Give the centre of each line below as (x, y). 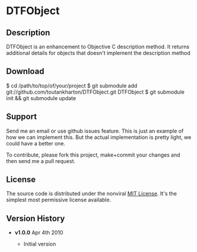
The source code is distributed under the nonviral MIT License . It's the (91, 194)
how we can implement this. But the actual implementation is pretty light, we (99, 137)
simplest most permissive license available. (59, 200)
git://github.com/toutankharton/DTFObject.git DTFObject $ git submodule (95, 92)
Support (22, 117)
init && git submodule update (41, 98)
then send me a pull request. (41, 161)
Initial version (40, 244)
